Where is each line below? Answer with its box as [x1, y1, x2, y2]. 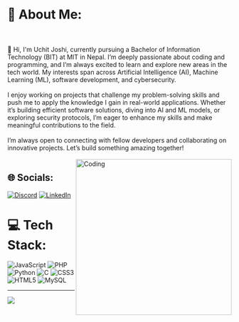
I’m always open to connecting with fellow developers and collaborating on [7, 135, 227, 145]
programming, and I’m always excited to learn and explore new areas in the [7, 60, 228, 68]
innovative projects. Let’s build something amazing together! [7, 143, 184, 152]
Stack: [7, 237, 47, 253]
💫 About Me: [7, 6, 83, 23]
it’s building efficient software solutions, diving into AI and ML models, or [7, 105, 221, 114]
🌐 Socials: [7, 172, 54, 184]
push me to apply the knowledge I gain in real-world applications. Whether [7, 98, 226, 106]
